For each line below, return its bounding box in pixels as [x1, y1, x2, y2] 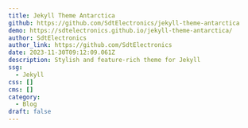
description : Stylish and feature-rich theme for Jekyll [8, 56, 201, 64]
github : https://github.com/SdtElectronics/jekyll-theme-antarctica [8, 19, 240, 27]
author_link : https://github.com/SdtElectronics [8, 41, 172, 49]
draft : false [8, 108, 52, 116]
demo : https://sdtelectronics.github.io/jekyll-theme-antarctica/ [8, 26, 233, 34]
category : [8, 93, 41, 101]
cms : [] [8, 85, 34, 94]
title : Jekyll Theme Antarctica [8, 11, 115, 20]
